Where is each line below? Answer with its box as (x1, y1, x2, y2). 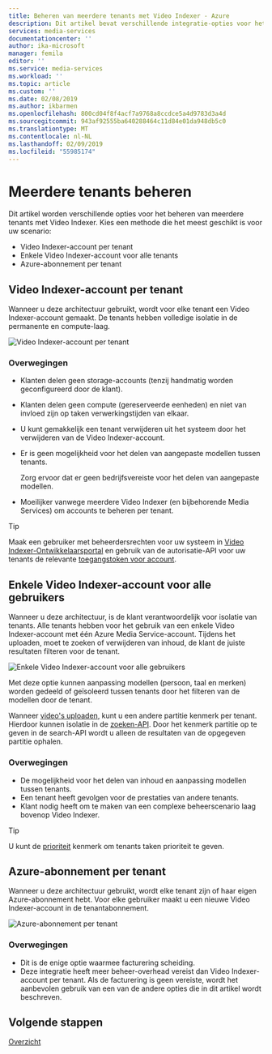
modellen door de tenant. (8, 695, 93, 705)
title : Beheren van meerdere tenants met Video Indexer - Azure (8, 11, 230, 20)
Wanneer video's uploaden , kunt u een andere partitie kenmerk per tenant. (8, 710, 257, 721)
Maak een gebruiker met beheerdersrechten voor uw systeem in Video (8, 537, 244, 547)
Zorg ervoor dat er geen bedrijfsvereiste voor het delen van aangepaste (19, 473, 260, 483)
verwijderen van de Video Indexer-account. (19, 433, 165, 442)
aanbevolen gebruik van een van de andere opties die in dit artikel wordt (19, 984, 261, 993)
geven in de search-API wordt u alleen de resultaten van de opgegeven (8, 728, 246, 738)
